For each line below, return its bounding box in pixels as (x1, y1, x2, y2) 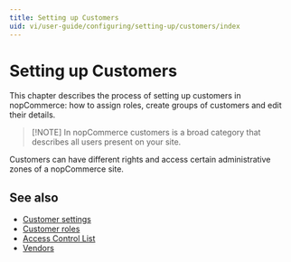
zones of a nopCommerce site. (9, 164, 125, 174)
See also (9, 190, 59, 205)
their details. (9, 109, 56, 120)
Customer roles (22, 223, 80, 235)
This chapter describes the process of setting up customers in (9, 90, 241, 101)
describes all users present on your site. (31, 136, 182, 147)
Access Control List (22, 233, 96, 244)
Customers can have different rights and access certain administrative (9, 154, 271, 165)
